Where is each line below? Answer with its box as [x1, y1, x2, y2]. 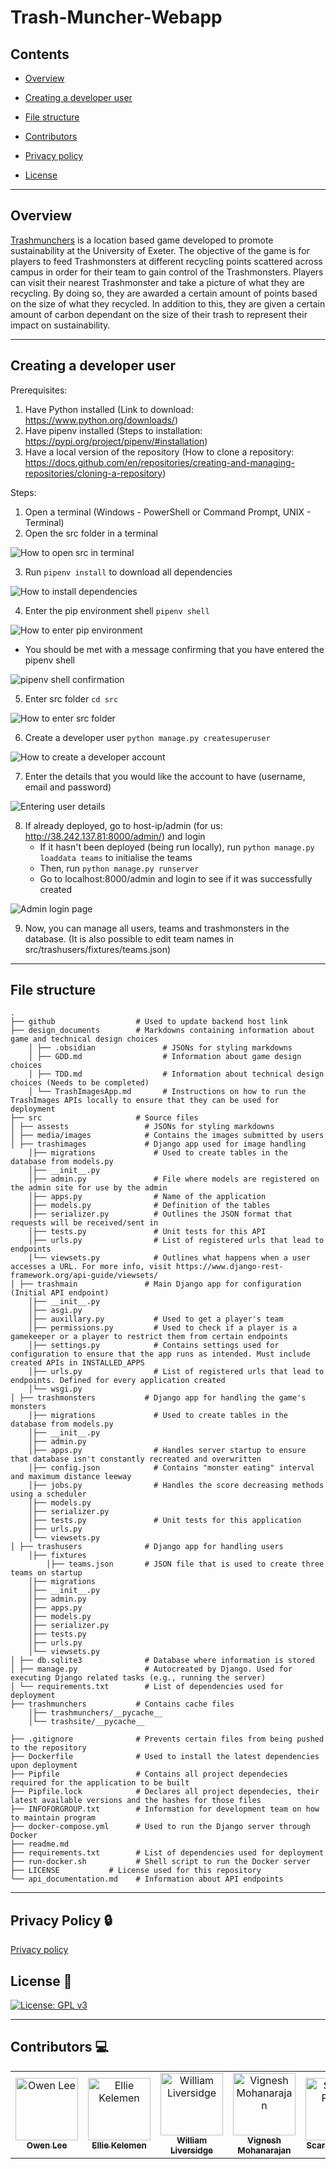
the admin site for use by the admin [10, 1183, 168, 1193]
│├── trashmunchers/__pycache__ [28, 1708, 163, 1718]
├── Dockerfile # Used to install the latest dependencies [10, 1752, 320, 1762]
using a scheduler [10, 1489, 87, 1500]
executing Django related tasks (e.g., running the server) [10, 1673, 267, 1683]
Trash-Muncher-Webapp [10, 6, 223, 29]
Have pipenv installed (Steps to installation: [24, 424, 203, 436]
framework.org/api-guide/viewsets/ [10, 1271, 159, 1281]
